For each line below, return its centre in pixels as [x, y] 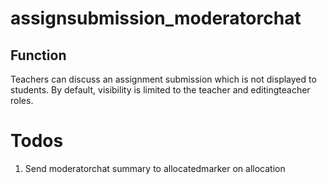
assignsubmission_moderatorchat [156, 18]
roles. [22, 100]
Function [38, 55]
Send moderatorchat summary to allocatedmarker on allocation [155, 168]
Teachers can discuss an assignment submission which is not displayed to [163, 79]
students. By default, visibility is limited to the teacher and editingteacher [160, 90]
